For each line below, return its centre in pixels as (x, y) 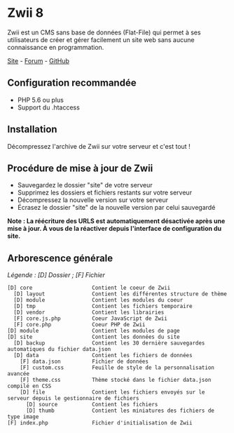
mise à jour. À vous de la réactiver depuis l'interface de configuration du (115, 229)
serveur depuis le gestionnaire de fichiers (73, 399)
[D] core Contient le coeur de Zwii (89, 288)
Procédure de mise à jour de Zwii (80, 168)
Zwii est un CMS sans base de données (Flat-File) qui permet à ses (104, 32)
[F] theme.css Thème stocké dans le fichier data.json (116, 380)
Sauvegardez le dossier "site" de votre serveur (85, 185)
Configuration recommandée (72, 83)
